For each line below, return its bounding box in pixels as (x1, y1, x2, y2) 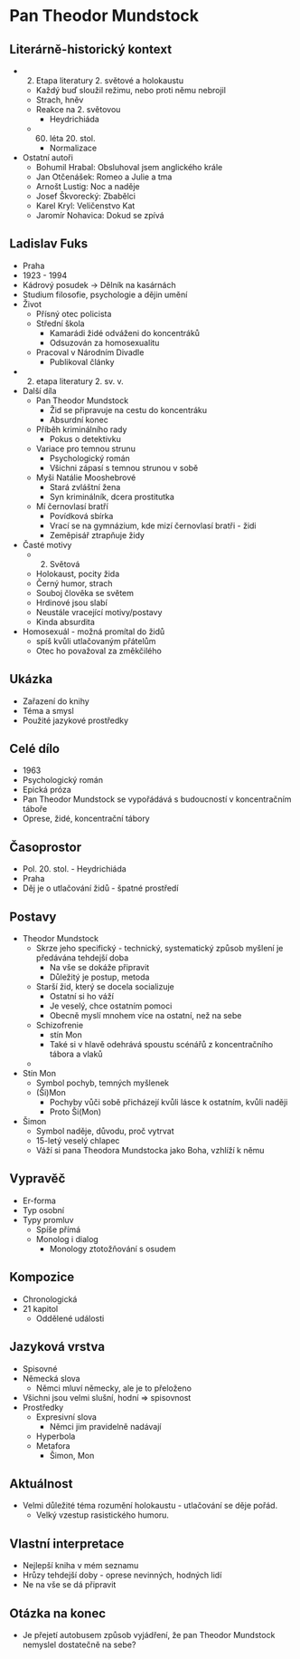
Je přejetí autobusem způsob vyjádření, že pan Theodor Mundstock (22, 1629, 276, 1640)
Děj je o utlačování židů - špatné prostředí (22, 883, 179, 893)
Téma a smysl (22, 705, 74, 716)
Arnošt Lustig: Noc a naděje (35, 181, 140, 191)
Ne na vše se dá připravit (22, 1579, 117, 1590)
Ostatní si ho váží (49, 991, 115, 1002)
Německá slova (22, 1373, 80, 1384)
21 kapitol (22, 1303, 59, 1314)
